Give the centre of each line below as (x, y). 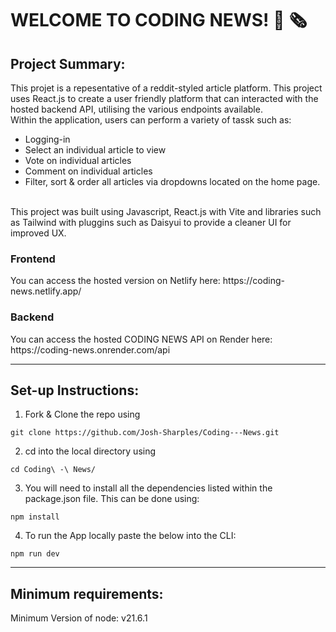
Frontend (33, 259)
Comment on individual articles (88, 171)
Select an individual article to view (95, 150)
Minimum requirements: (87, 593)
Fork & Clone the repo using (82, 414)
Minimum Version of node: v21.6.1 (79, 618)
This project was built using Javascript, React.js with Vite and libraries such (166, 211)
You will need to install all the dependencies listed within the (148, 488)
